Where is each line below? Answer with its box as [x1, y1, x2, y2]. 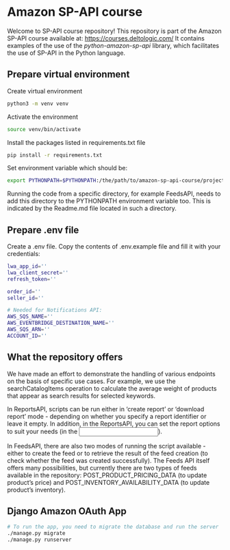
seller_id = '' [7, 295, 44, 301]
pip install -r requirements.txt [7, 152, 103, 159]
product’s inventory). [7, 485, 66, 494]
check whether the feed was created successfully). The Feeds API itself [7, 456, 210, 464]
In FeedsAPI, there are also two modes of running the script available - [7, 442, 206, 450]
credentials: [7, 250, 40, 258]
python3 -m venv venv [7, 100, 69, 107]
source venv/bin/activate [7, 126, 81, 133]
